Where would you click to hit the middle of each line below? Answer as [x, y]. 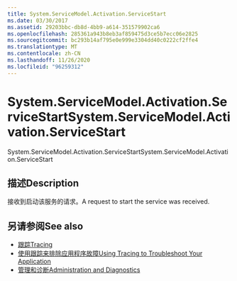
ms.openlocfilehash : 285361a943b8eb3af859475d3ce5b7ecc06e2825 [103, 34]
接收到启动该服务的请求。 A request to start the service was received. [109, 202]
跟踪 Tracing [35, 245]
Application [34, 261]
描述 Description [43, 183]
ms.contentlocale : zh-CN [44, 54]
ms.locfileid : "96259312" [45, 67]
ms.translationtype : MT [43, 47]
